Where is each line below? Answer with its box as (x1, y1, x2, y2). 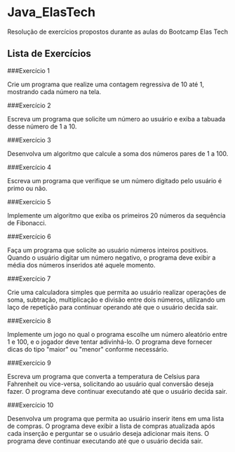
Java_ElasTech (7, 4, 96, 20)
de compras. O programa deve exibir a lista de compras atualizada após (7, 422, 215, 430)
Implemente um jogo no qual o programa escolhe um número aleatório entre (7, 330, 228, 338)
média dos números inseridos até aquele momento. (7, 260, 156, 269)
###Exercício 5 (7, 197, 51, 206)
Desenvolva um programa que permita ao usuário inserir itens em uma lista (7, 414, 224, 423)
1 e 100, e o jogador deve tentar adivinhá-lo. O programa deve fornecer (7, 338, 213, 346)
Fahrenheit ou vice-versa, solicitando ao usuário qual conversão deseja (7, 380, 214, 388)
